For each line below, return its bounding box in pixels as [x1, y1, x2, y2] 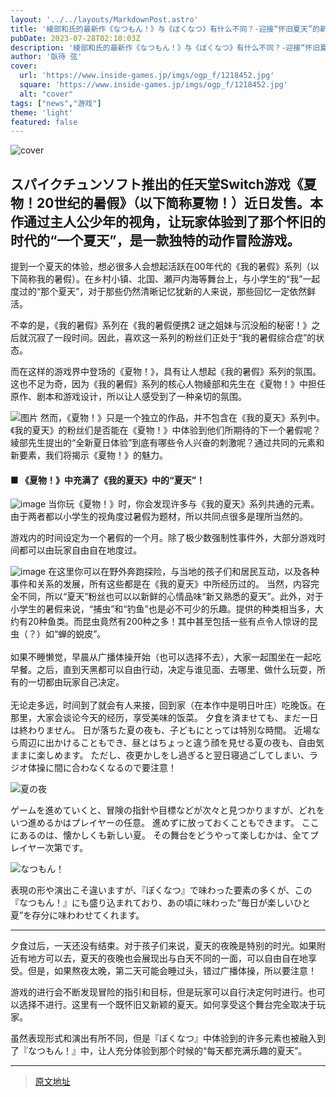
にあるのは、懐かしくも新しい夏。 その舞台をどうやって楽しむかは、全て [10, 829, 310, 841]
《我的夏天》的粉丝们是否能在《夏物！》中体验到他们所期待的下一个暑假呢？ [10, 424, 322, 436]
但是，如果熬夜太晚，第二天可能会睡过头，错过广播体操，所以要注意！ [27, 965, 317, 977]
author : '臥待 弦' [10, 52, 83, 62]
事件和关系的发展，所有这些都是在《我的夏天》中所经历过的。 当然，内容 [10, 578, 311, 590]
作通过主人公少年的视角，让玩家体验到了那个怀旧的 [10, 213, 326, 230]
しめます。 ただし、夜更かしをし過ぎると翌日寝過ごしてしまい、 [44, 749, 310, 761]
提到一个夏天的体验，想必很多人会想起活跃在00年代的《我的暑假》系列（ [10, 261, 311, 273]
